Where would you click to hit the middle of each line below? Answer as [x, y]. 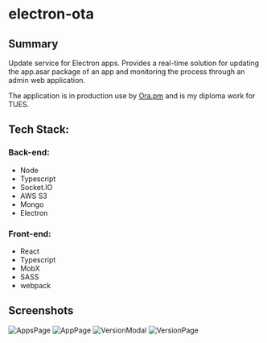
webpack [35, 285]
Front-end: [30, 233]
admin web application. [47, 80]
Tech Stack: [39, 130]
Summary [33, 44]
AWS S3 [34, 196]
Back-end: [29, 152]
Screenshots [41, 311]
